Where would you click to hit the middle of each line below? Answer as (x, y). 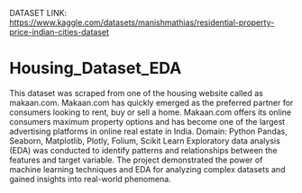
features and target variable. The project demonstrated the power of (136, 160)
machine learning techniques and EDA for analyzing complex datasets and (147, 169)
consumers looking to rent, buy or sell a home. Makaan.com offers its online (151, 112)
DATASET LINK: (38, 13)
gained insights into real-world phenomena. (90, 179)
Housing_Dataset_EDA (96, 69)
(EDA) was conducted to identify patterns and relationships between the (143, 150)
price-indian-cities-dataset (59, 32)
